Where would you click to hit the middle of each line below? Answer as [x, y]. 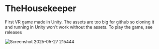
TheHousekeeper [41, 8]
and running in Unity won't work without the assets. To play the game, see [79, 27]
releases [14, 32]
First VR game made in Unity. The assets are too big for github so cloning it [80, 22]
